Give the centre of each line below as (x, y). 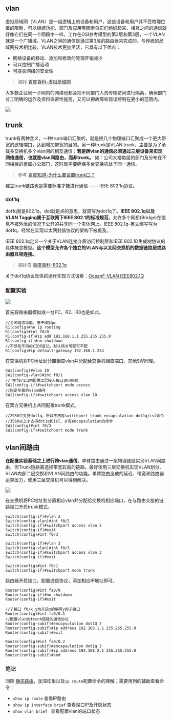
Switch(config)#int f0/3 (32, 535)
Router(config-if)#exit (31, 599)
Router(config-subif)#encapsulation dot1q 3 (53, 646)
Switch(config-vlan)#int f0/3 (38, 548)
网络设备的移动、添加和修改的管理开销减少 (58, 58)
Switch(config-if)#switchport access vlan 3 (53, 553)
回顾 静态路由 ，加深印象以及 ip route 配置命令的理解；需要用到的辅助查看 (82, 681)
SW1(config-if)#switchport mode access (48, 385)
